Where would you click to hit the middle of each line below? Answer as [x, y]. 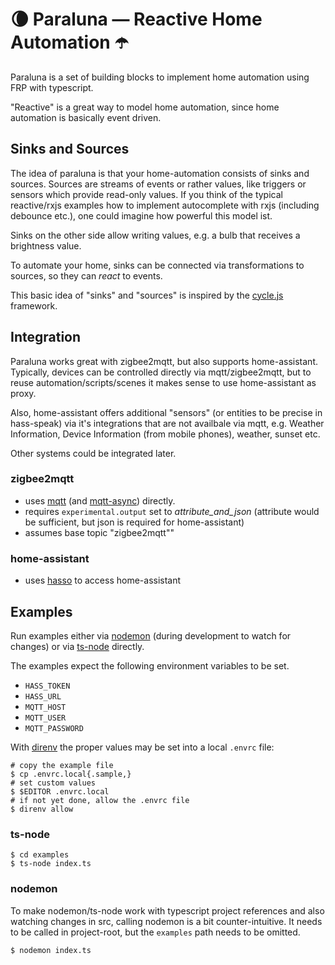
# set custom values [53, 783]
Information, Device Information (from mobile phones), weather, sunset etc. [165, 434]
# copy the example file [62, 765]
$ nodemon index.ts [51, 950]
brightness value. [46, 245]
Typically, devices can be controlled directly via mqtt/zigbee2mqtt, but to [161, 372]
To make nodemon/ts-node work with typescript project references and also [167, 910]
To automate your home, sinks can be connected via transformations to [157, 265]
